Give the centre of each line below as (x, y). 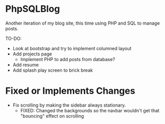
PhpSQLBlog (33, 9)
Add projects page (32, 54)
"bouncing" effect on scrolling (52, 116)
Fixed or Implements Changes (70, 91)
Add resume (26, 65)
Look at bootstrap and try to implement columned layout (72, 48)
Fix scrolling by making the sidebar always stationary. (69, 105)
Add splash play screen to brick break (53, 70)
